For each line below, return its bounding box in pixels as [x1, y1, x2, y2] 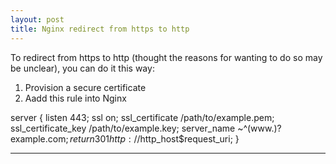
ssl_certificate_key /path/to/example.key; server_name [10, 122, 236, 134]
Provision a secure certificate [24, 81, 147, 93]
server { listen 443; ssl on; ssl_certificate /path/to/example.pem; [10, 111, 275, 123]
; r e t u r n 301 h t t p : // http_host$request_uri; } [65, 132, 240, 145]
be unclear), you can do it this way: [10, 62, 155, 74]
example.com [10, 132, 67, 145]
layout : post [10, 14, 65, 25]
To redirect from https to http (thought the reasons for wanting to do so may [10, 51, 323, 63]
